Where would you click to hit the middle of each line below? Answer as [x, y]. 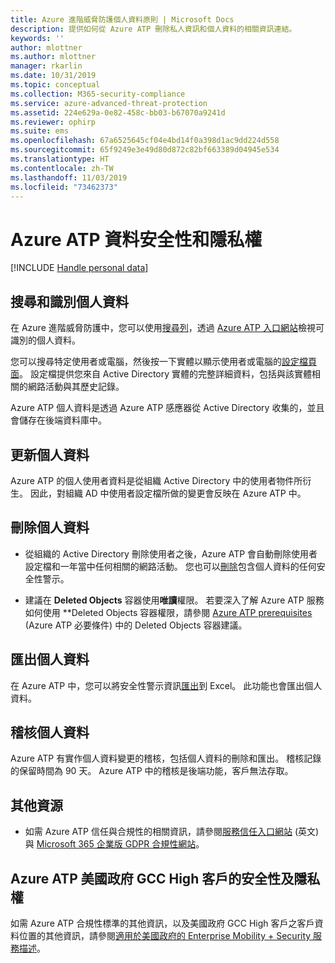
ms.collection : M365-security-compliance [98, 94]
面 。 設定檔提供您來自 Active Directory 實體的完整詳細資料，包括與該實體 [161, 374]
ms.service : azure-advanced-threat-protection [109, 103]
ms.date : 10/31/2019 [53, 76]
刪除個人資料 [50, 527]
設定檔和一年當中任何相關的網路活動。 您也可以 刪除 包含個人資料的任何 [170, 566]
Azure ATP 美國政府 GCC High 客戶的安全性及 [152, 878]
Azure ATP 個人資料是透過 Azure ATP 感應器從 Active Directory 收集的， [159, 408]
